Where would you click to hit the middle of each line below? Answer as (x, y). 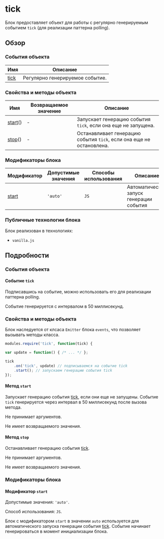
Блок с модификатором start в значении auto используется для (72, 521)
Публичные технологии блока (43, 220)
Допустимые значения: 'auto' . (37, 502)
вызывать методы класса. (32, 335)
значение (49, 111)
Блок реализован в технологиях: (39, 231)
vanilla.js (23, 240)
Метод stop (17, 437)
